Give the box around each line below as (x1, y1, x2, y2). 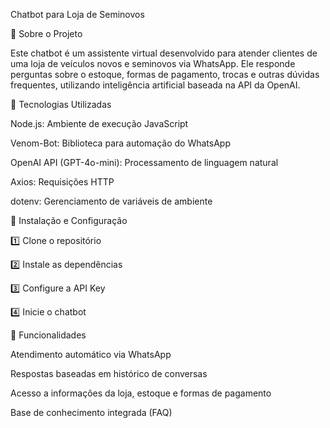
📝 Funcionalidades (10, 329, 87, 341)
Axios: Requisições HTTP (10, 176, 115, 188)
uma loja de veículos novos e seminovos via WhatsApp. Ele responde (10, 58, 296, 69)
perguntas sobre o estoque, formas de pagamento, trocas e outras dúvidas (10, 69, 320, 80)
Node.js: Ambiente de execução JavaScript (10, 118, 189, 129)
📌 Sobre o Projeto (10, 28, 83, 39)
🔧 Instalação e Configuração (10, 215, 128, 226)
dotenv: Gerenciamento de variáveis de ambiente (10, 195, 213, 207)
